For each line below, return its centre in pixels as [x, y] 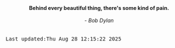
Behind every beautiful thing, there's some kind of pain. [99, 8]
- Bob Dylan [99, 20]
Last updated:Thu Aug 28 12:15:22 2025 [63, 39]
